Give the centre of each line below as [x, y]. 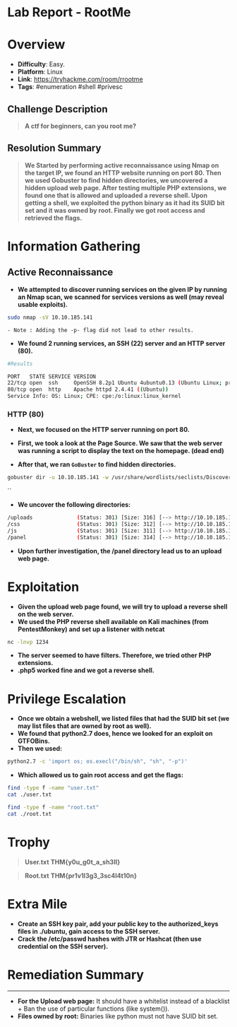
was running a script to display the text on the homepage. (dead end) [121, 451]
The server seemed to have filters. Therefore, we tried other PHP [114, 655]
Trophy [29, 842]
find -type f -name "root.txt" [53, 808]
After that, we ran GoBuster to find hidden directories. [97, 464]
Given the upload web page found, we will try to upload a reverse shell [122, 606]
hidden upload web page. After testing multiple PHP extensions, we [126, 187]
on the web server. [45, 614]
